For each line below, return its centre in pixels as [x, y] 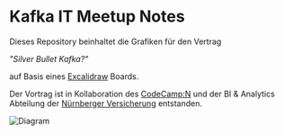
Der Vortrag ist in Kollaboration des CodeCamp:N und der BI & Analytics [142, 94]
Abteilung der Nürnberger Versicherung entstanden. [106, 103]
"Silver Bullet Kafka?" [49, 58]
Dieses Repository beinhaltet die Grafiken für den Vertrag [115, 41]
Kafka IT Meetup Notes [98, 17]
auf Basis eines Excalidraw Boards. [74, 76]
